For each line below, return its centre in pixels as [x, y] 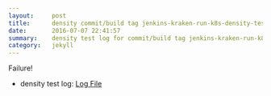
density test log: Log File [61, 84]
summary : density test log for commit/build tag [97, 38]
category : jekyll [41, 46]
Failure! [21, 68]
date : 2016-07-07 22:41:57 [65, 30]
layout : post [38, 16]
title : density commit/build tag [73, 23]
